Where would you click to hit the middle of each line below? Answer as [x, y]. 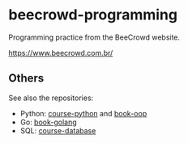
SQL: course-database [58, 130]
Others [26, 78]
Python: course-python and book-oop [83, 113]
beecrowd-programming [93, 15]
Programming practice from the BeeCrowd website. [94, 37]
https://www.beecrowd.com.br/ [61, 53]
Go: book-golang [48, 122]
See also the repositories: [51, 98]
